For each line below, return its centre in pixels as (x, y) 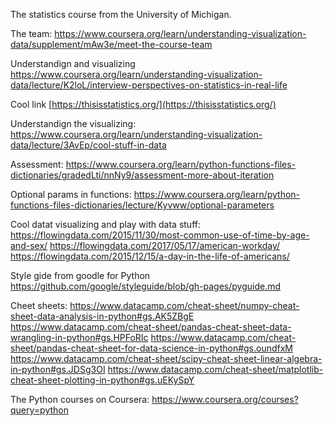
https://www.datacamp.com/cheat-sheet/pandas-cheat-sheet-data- (151, 327)
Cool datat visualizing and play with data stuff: (105, 224)
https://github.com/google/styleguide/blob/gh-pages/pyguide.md (146, 286)
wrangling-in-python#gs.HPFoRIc (79, 337)
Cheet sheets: (39, 305)
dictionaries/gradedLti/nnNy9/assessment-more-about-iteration (142, 175)
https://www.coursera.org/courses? (225, 399)
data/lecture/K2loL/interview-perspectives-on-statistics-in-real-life (149, 85)
